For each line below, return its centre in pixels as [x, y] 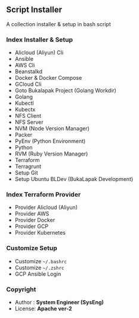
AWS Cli [25, 66]
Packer [24, 135]
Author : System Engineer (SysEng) [59, 302]
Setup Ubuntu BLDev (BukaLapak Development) [74, 179]
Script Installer [34, 10]
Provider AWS [32, 214]
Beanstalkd [29, 71]
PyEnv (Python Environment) [50, 141]
